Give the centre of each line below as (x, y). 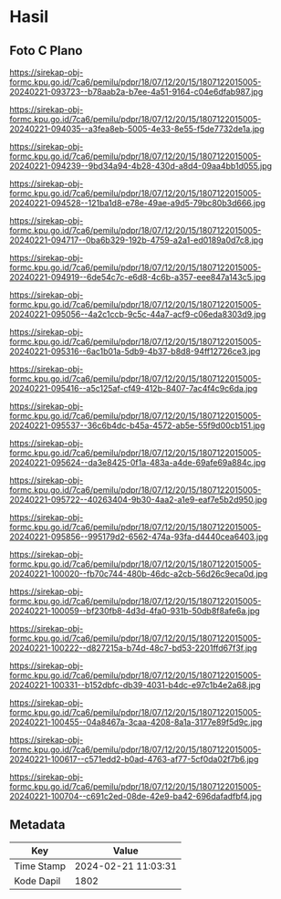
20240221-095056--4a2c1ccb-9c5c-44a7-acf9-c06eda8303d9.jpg (138, 314)
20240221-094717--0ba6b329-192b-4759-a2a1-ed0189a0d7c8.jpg (136, 240)
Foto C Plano (46, 51)
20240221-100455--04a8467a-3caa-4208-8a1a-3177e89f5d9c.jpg (136, 722)
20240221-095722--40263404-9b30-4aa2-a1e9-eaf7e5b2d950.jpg (138, 500)
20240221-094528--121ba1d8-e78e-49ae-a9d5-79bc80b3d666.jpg (138, 203)
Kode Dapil (37, 881)
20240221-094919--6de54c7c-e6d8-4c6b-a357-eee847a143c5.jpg (138, 277)
